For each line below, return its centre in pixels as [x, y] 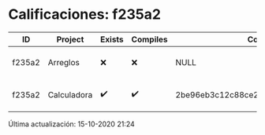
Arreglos [64, 62]
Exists [112, 39]
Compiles [149, 39]
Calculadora [70, 94]
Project [70, 39]
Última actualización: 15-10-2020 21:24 [72, 124]
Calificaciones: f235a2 [85, 15]
